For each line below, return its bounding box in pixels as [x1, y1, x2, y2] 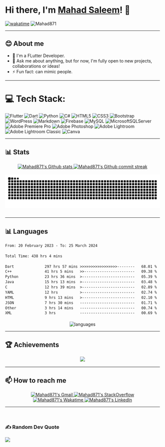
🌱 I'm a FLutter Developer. [12, 53, 65, 59]
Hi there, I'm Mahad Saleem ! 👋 [5, 4, 131, 16]
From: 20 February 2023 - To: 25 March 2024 [5, 243, 98, 248]
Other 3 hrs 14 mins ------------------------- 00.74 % [5, 305, 157, 310]
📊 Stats [5, 148, 30, 156]
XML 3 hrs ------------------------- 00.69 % [5, 311, 157, 316]
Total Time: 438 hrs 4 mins [5, 253, 63, 259]
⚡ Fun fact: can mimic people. [12, 68, 73, 74]
